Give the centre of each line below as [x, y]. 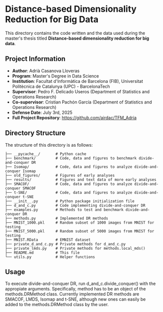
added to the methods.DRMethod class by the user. [57, 305]
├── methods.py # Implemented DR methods [57, 218]
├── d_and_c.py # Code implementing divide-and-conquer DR [75, 205]
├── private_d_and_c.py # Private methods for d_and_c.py [65, 244]
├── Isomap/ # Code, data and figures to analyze [69, 167]
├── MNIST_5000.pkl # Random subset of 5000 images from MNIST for [80, 231]
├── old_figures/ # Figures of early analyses [60, 175]
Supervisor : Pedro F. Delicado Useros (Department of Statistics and [81, 91]
